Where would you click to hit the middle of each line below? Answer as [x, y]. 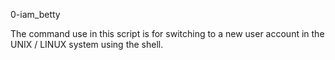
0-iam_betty [35, 14]
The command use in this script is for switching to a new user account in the [167, 33]
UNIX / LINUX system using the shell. [87, 44]
